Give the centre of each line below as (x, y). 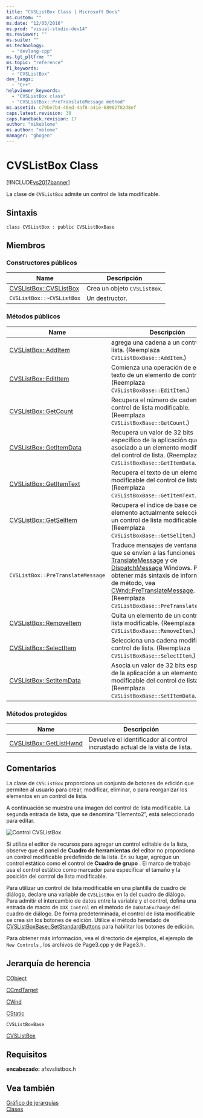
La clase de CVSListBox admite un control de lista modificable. (83, 194)
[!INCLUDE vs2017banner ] (38, 182)
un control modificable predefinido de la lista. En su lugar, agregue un (93, 857)
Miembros (26, 246)
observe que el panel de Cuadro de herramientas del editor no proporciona (101, 850)
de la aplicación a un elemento (154, 673)
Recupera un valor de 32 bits (152, 432)
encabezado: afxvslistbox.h (41, 1069)
